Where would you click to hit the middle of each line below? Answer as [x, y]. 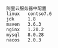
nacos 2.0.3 [24, 40]
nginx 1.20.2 [25, 29]
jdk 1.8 [21, 19]
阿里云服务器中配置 [26, 8]
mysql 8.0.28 [25, 35]
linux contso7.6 [29, 14]
